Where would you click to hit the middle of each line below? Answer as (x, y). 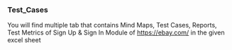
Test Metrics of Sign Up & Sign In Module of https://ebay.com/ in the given (116, 32)
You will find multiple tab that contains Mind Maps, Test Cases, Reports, (112, 25)
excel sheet (24, 40)
